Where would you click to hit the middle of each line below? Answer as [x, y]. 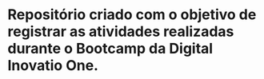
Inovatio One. [53, 66]
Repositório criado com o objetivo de [132, 15]
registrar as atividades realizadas [121, 32]
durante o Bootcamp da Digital [110, 49]
